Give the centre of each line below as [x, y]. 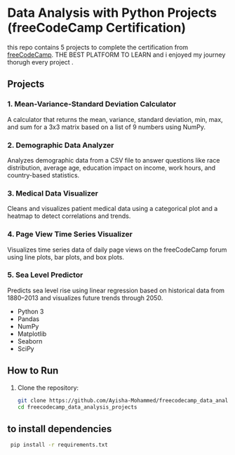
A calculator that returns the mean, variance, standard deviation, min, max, [115, 119]
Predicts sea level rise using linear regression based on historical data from [116, 290]
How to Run [33, 371]
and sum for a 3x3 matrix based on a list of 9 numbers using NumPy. [106, 127]
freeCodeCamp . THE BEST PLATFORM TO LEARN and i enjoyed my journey [116, 55]
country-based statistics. [43, 175]
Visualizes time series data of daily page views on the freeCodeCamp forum [117, 250]
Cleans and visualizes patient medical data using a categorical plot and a [113, 209]
